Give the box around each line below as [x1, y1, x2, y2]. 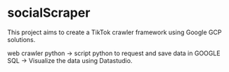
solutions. [7, 35, 36, 43]
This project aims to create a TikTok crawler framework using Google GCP [7, 28, 222, 36]
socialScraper [7, 5, 91, 21]
